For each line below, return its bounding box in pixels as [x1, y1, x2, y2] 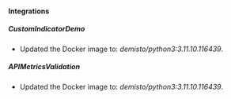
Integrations [8, 6, 50, 16]
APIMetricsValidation [8, 62, 81, 71]
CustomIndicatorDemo [8, 24, 85, 34]
